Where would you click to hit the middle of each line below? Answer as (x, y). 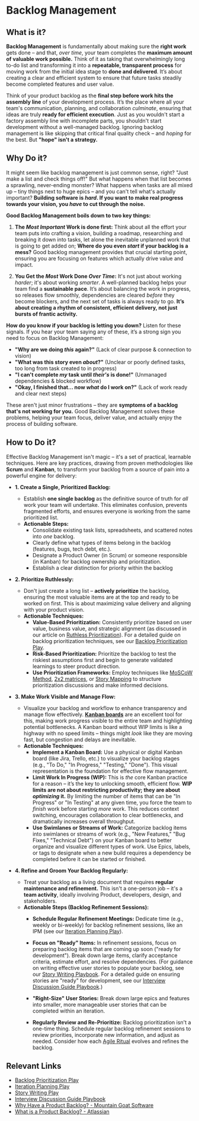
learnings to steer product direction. (76, 666)
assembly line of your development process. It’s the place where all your (95, 102)
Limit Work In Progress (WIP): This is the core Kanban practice (110, 777)
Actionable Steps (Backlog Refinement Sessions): (86, 907)
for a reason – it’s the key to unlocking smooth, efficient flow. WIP (112, 783)
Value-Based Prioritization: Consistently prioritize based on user (112, 622)
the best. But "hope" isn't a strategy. (52, 139)
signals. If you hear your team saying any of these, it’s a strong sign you (94, 332)
